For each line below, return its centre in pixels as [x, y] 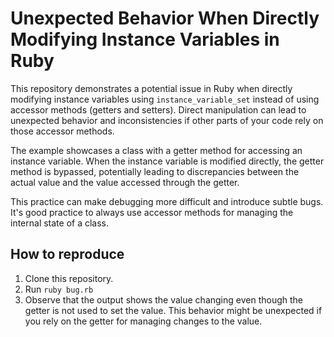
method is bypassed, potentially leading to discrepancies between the [155, 171]
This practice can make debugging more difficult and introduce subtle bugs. [167, 201]
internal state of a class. [60, 223]
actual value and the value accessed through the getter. [125, 182]
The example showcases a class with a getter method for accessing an [156, 150]
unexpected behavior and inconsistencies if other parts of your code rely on [167, 120]
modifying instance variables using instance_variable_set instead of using [165, 99]
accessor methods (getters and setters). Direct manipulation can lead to [158, 109]
